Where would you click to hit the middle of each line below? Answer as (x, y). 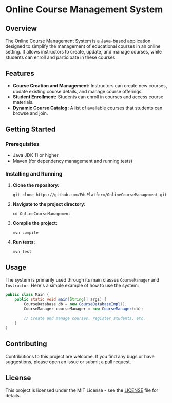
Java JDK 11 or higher (36, 155)
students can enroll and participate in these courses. (61, 57)
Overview (21, 29)
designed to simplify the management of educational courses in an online (83, 46)
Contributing (26, 344)
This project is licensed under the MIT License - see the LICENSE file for (82, 390)
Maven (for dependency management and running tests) (72, 161)
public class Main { (27, 294)
